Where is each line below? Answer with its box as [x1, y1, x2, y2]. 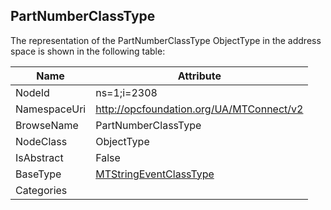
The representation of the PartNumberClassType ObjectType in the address [10, 34, 322, 46]
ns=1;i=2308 [95, 85, 158, 99]
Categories [15, 183, 68, 197]
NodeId [15, 85, 50, 99]
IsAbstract [15, 150, 64, 164]
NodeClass [15, 134, 68, 148]
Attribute [177, 69, 222, 83]
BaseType [15, 167, 62, 181]
